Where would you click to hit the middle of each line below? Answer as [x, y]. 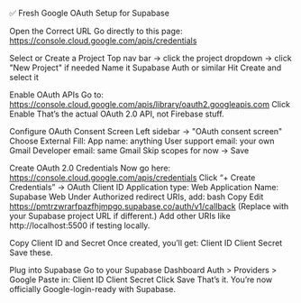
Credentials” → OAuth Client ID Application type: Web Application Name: [144, 187]
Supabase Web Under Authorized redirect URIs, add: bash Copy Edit [137, 197]
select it [24, 77]
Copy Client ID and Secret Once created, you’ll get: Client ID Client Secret [146, 243]
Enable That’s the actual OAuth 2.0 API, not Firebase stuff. [117, 114]
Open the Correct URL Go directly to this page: [96, 31]
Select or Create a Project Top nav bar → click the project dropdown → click [150, 58]
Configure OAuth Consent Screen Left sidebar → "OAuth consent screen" [146, 131]
